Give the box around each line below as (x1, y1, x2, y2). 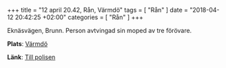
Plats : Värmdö (7, 40, 48, 47)
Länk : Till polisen (7, 53, 56, 61)
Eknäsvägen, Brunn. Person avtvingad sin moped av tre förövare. (7, 27, 192, 34)
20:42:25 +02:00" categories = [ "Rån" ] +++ (14, 13, 143, 21)
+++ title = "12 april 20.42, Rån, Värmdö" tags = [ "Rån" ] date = (7, 6, 188, 14)
